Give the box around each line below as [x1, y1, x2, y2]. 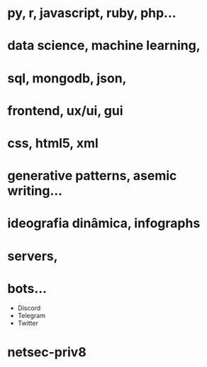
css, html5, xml [7, 135, 99, 151]
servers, [7, 248, 58, 264]
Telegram [17, 312, 46, 320]
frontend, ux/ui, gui [7, 102, 123, 119]
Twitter [17, 319, 39, 328]
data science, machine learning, [7, 38, 201, 54]
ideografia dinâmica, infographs [7, 216, 201, 232]
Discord [17, 304, 41, 312]
